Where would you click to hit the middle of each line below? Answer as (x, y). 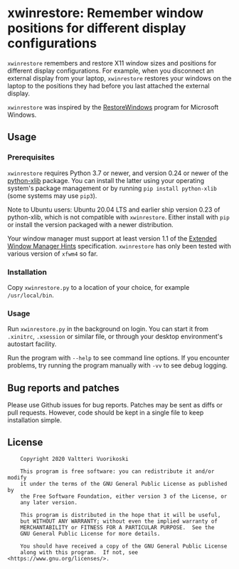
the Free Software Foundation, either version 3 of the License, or (124, 496)
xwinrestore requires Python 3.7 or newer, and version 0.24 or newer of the (118, 173)
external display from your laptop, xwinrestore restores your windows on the (119, 78)
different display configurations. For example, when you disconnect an (111, 71)
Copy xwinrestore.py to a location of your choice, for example (99, 287)
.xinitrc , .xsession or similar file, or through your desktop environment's (115, 337)
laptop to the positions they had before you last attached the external (108, 85)
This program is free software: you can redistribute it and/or (117, 471)
